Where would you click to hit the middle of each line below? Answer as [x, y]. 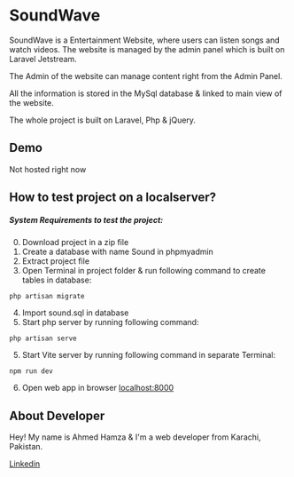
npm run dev [31, 371]
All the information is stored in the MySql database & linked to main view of [146, 93]
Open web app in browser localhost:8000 [98, 388]
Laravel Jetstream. [43, 59]
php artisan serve [43, 338]
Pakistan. [26, 446]
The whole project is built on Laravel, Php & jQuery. [103, 120]
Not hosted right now [48, 169]
